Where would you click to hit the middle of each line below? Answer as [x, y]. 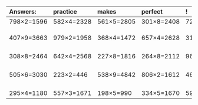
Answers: [23, 12]
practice [65, 12]
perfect [152, 12]
